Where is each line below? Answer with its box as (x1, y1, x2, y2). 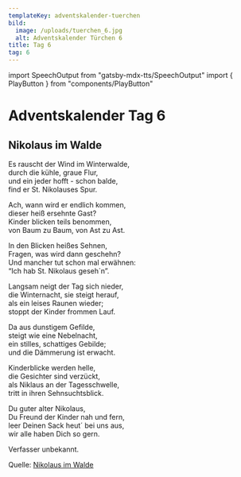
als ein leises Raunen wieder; (8, 299, 104, 308)
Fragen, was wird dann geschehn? (8, 250, 122, 258)
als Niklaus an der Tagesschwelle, (8, 380, 120, 390)
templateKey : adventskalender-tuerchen (8, 11, 141, 20)
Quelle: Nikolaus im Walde (8, 460, 94, 469)
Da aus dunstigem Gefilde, (8, 323, 95, 332)
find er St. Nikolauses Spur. (8, 184, 98, 194)
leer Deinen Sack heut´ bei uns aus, (8, 421, 125, 430)
